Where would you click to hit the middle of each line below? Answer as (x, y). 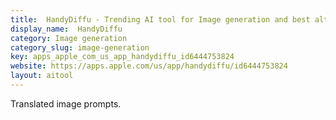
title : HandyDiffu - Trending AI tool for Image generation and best (160, 19)
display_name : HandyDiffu (66, 29)
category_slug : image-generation (80, 47)
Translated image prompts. (66, 103)
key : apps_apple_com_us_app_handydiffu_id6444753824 (122, 57)
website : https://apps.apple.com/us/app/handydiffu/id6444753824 (149, 66)
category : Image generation (69, 38)
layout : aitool (42, 76)
